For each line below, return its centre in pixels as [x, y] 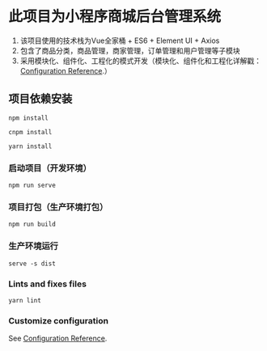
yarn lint [25, 300]
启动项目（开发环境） [50, 168]
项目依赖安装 [40, 99]
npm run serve [32, 186]
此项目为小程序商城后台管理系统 [115, 17]
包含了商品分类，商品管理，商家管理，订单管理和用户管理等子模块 [130, 50]
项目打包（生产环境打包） [58, 207]
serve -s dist [32, 264]
